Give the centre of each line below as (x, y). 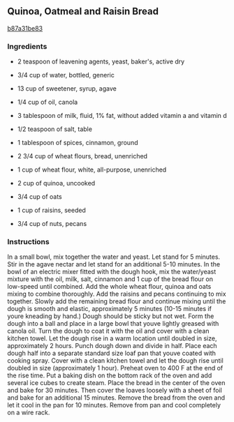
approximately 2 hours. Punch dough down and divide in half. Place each (112, 346)
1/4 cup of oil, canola (47, 102)
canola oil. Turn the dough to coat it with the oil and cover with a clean (108, 331)
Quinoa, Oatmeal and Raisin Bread (83, 12)
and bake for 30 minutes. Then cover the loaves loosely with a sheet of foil (115, 391)
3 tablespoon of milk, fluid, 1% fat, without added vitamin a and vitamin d (122, 116)
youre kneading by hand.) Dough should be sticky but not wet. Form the (111, 316)
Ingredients (27, 46)
